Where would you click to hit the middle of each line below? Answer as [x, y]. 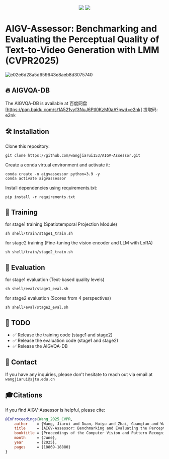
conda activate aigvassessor [36, 178]
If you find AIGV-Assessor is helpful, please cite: [55, 410]
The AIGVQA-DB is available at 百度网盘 [46, 103]
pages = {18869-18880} [43, 447]
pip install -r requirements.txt [40, 197]
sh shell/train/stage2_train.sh [39, 252]
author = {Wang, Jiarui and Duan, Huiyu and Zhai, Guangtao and [86, 424]
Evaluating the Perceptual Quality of [82, 39]
